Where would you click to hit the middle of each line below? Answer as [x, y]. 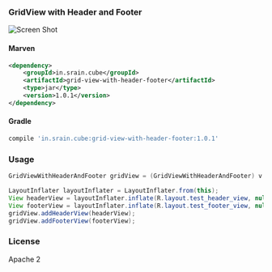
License [24, 241]
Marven [22, 48]
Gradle [20, 121]
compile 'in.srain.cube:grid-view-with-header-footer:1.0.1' [114, 138]
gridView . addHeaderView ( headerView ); [72, 213]
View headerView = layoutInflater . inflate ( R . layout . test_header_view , [130, 198]
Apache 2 [25, 259]
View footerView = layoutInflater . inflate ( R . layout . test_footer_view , [130, 206]
